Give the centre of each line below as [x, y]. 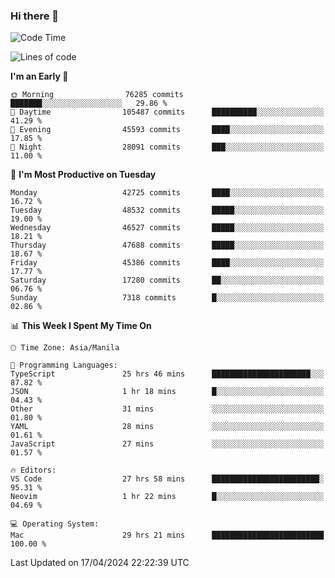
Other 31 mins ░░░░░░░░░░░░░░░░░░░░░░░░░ [167, 409]
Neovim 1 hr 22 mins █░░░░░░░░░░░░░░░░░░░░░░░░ [167, 497]
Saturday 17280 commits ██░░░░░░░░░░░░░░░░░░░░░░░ [167, 280]
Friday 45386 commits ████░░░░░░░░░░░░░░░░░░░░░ [167, 263]
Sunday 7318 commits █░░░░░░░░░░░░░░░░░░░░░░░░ [167, 298]
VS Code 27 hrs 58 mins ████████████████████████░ [167, 479]
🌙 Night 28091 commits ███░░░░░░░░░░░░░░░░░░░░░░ [167, 147]
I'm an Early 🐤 [39, 76]
